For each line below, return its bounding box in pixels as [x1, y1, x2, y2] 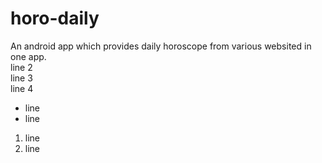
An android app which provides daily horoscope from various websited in [10, 40, 312, 52]
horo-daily [10, 7, 100, 30]
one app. [10, 50, 47, 62]
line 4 [10, 82, 34, 94]
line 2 [10, 61, 33, 73]
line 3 [10, 72, 33, 84]
